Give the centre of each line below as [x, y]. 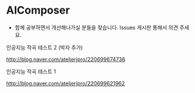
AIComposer [38, 10]
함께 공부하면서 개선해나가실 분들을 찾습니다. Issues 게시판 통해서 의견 [96, 27]
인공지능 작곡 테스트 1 [31, 71]
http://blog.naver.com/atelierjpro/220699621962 [66, 83]
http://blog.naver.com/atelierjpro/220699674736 [66, 59]
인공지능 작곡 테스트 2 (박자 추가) [45, 47]
